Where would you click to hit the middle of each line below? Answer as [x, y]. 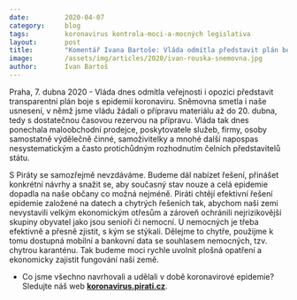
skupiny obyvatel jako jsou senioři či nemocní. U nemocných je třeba [134, 221]
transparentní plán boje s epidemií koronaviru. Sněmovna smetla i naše [138, 101]
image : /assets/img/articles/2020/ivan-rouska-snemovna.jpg [136, 58]
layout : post [45, 42]
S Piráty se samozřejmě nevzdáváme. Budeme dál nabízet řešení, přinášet [144, 174]
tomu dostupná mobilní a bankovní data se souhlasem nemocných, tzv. [138, 241]
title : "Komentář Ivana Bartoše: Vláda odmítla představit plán [144, 50]
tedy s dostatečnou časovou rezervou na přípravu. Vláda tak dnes [129, 119]
